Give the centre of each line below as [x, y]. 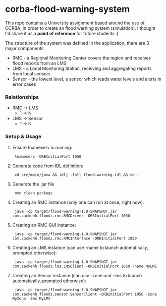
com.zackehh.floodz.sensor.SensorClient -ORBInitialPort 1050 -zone [84, 294]
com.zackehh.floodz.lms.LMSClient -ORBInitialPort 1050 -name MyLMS [84, 266]
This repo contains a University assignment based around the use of [75, 23]
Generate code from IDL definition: [48, 166]
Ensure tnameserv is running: [42, 147]
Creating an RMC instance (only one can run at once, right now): [78, 202]
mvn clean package [34, 193]
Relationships [22, 97]
